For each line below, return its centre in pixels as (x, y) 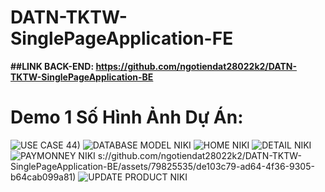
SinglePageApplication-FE (122, 38)
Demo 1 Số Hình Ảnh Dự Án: (127, 117)
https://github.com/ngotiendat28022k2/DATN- (196, 66)
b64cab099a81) (43, 177)
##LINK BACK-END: (52, 66)
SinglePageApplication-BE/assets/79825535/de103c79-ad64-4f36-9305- (162, 166)
